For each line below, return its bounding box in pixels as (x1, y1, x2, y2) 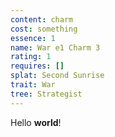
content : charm (10, 14, 74, 25)
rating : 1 (10, 52, 52, 62)
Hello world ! (10, 116, 62, 128)
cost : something (10, 24, 78, 34)
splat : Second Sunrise (10, 71, 105, 81)
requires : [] (10, 61, 65, 71)
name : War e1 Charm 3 (10, 42, 101, 53)
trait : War (10, 80, 56, 90)
